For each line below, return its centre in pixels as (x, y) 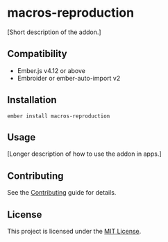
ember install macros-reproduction (59, 116)
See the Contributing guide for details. (62, 193)
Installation (32, 100)
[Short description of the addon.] (54, 32)
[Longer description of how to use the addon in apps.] (84, 154)
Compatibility (37, 54)
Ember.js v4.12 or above (51, 70)
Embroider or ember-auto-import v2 (69, 78)
